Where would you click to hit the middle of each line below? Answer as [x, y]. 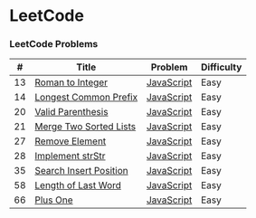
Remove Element [71, 141]
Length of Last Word [78, 185]
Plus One [54, 200]
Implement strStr [70, 156]
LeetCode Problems [54, 44]
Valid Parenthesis [71, 112]
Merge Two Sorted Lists [85, 127]
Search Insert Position [81, 171]
